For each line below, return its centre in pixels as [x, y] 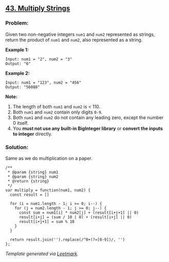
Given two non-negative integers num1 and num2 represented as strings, [80, 34]
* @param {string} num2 [33, 177]
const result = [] [30, 195]
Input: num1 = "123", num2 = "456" [43, 82]
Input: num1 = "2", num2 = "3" [39, 59]
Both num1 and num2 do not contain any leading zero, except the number [88, 117]
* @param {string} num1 [33, 172]
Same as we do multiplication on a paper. [49, 158]
